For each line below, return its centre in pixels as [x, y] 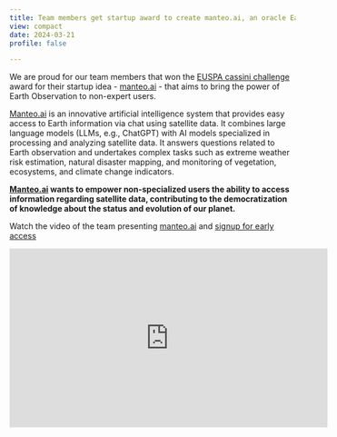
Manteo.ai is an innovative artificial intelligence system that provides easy [147, 114]
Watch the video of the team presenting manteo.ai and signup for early [142, 226]
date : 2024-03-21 [42, 35]
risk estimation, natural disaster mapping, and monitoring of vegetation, [143, 162]
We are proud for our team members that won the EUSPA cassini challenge [150, 77]
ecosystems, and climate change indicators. [92, 172]
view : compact [36, 26]
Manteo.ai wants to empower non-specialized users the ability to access [149, 189]
